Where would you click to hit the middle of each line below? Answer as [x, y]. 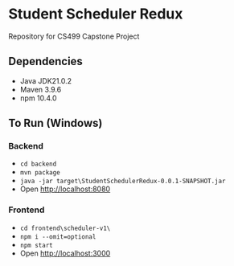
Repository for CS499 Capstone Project [74, 36]
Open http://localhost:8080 [65, 189]
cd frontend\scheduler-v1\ [65, 228]
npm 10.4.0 [39, 98]
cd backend [38, 164]
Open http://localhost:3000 [65, 253]
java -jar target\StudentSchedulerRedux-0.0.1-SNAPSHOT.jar [123, 182]
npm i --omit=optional [58, 237]
